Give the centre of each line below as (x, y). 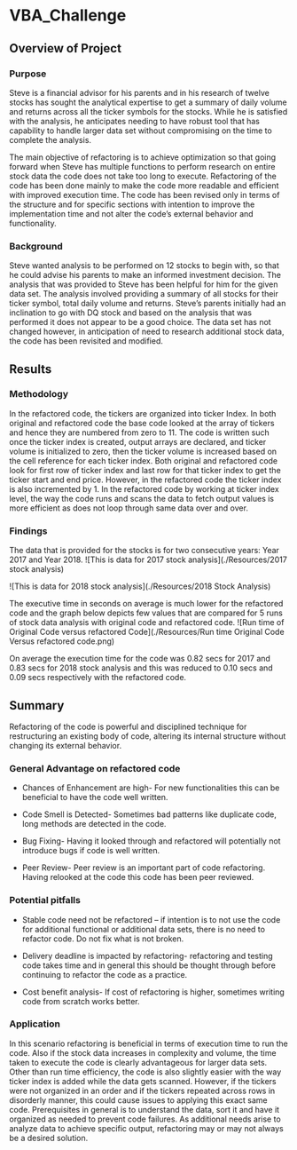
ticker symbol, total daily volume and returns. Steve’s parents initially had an (148, 304)
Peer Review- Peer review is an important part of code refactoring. (144, 868)
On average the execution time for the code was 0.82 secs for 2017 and (140, 659)
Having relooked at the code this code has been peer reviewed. (138, 877)
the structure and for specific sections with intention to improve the (132, 204)
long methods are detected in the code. (94, 824)
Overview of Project (66, 48)
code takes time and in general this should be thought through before (149, 965)
